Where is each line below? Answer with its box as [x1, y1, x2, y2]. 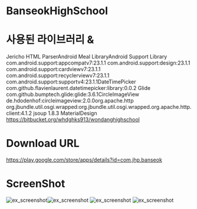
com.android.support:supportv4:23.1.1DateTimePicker [6, 78, 136, 85]
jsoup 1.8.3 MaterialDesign [33, 110, 97, 117]
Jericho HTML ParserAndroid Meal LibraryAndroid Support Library [6, 53, 168, 60]
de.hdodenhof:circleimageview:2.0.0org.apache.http [6, 97, 134, 104]
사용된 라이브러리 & [6, 33, 94, 47]
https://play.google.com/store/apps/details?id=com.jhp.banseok [6, 156, 162, 163]
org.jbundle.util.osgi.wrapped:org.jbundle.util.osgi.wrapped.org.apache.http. [6, 104, 192, 111]
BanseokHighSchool [6, 4, 108, 18]
